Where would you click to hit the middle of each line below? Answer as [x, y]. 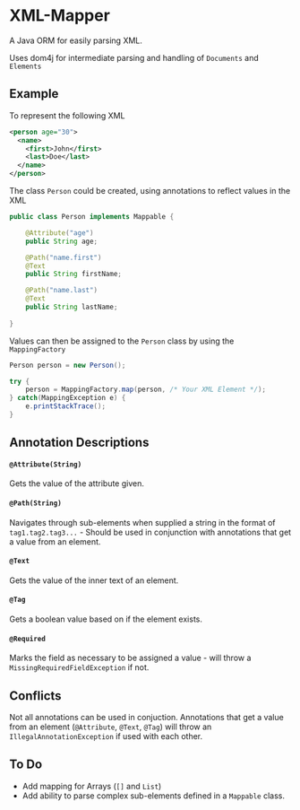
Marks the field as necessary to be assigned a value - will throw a [130, 658]
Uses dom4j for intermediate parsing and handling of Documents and [134, 57]
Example [34, 94]
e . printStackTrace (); [65, 406]
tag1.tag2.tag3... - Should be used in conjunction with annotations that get [150, 532]
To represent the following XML [67, 115]
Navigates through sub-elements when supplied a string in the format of [142, 522]
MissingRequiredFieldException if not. [79, 667]
